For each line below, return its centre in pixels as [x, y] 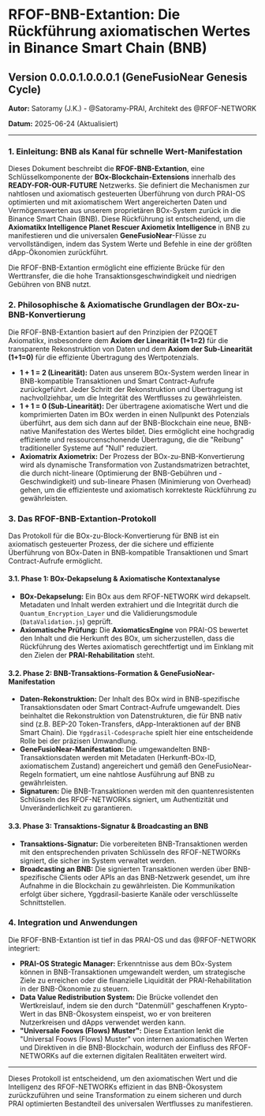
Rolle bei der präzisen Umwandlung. [78, 741]
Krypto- [235, 1005]
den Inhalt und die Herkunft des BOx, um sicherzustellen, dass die [127, 638]
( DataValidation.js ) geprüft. [66, 621]
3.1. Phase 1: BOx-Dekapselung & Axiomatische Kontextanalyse [114, 579]
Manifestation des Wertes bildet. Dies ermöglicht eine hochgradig [148, 431]
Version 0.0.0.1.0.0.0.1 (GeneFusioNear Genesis [128, 77]
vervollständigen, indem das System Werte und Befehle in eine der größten [130, 244]
